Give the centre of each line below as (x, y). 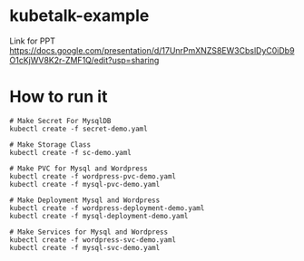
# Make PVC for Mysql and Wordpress (78, 169)
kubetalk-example (79, 16)
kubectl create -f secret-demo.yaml (78, 129)
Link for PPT (33, 41)
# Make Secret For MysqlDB (60, 121)
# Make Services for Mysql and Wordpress (89, 232)
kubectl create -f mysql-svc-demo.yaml (85, 247)
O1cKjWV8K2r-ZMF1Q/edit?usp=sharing (84, 60)
